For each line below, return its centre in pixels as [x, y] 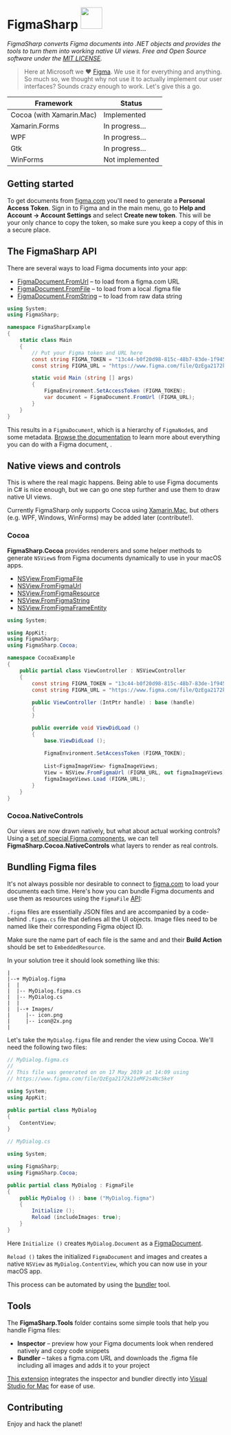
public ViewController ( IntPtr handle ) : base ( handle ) [113, 703]
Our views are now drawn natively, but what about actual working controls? [114, 831]
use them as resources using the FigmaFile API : [75, 898]
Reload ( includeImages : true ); [77, 1218]
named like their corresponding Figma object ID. [75, 926]
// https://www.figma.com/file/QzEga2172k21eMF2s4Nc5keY [90, 1079]
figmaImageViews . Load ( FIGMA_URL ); [95, 779]
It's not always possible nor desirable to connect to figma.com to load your [113, 883]
